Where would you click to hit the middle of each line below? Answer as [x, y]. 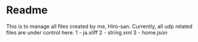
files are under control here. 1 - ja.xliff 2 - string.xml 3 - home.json [87, 32]
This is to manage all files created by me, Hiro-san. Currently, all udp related [99, 26]
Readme [27, 10]
